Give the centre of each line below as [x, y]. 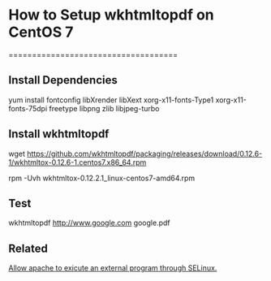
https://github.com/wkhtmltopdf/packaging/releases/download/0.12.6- [145, 153]
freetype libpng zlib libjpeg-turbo [104, 108]
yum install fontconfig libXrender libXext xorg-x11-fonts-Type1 [111, 100]
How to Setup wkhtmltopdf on [112, 15]
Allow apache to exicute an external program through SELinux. [113, 268]
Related [28, 248]
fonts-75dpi [28, 108]
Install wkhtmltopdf [59, 134]
